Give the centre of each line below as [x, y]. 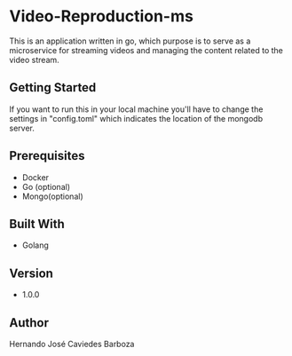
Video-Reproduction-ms [101, 16]
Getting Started [53, 87]
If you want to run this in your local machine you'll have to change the [136, 109]
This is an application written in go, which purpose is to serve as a [130, 41]
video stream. [34, 59]
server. [22, 128]
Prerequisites [47, 156]
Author [29, 323]
